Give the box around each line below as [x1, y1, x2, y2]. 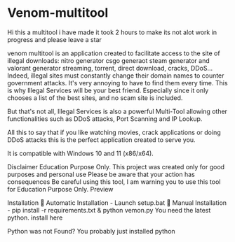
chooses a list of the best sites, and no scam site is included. [7, 93, 183, 102]
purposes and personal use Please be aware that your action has [7, 170, 195, 178]
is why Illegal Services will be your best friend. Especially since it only [7, 86, 209, 94]
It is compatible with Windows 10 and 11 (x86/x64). [7, 149, 154, 157]
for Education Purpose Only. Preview [7, 185, 114, 193]
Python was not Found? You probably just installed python [7, 227, 175, 235]
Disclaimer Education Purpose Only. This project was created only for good [7, 162, 225, 171]
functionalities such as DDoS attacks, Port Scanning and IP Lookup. [7, 114, 203, 123]
